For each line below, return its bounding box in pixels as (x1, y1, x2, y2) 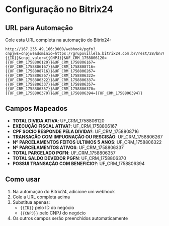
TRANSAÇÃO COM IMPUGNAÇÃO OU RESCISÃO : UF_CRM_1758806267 (12, 133, 163, 139)
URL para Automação (5, 24, 73, 32)
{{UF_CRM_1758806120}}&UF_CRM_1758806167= (5, 60, 96, 65)
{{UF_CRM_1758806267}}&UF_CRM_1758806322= (5, 73, 96, 78)
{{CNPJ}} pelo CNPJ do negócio (20, 210, 86, 216)
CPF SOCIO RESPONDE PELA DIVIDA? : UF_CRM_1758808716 (12, 128, 139, 134)
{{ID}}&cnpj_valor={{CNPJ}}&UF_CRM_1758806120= (5, 55, 107, 60)
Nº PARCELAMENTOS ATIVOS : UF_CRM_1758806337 (12, 144, 124, 150)
